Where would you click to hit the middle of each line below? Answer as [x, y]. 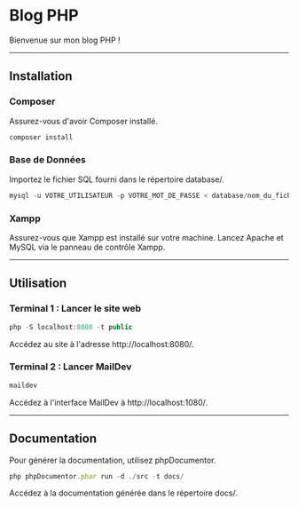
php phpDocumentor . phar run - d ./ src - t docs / [97, 476]
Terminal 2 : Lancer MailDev [71, 367]
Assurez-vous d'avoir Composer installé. [83, 121]
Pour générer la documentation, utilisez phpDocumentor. [113, 460]
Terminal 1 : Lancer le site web [75, 309]
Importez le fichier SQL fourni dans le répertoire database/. [117, 179]
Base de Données [47, 160]
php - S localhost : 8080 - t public [71, 327]
